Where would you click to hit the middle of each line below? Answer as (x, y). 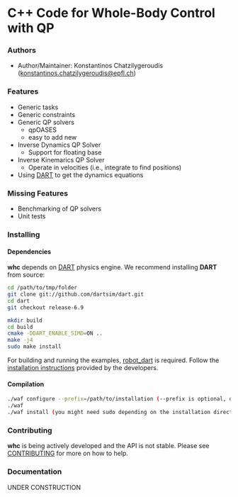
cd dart (19, 301)
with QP (31, 28)
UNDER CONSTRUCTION (44, 487)
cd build (20, 327)
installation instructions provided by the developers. (83, 368)
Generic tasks (38, 107)
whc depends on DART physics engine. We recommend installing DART (112, 267)
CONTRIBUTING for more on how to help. (68, 453)
